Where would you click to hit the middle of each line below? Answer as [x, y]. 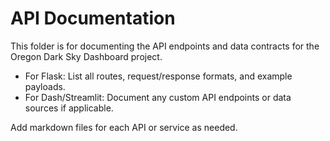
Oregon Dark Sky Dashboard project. [86, 56]
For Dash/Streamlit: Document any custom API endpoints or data [158, 97]
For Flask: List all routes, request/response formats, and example [158, 76]
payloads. [45, 86]
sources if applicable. [69, 108]
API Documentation [93, 18]
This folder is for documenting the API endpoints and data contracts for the [165, 46]
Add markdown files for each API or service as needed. [124, 127]
